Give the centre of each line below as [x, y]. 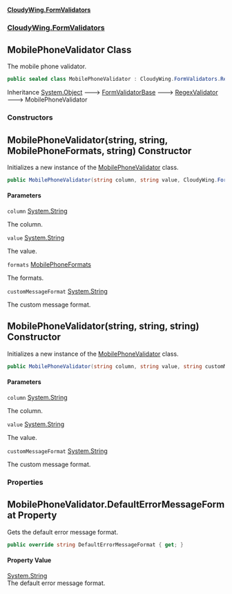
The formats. [26, 278]
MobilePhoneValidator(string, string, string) [103, 326]
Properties [25, 482]
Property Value [29, 560]
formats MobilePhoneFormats [49, 265]
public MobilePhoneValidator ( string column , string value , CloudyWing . [112, 180]
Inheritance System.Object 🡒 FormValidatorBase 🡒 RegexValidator [113, 93]
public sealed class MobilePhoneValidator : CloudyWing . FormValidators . [114, 79]
